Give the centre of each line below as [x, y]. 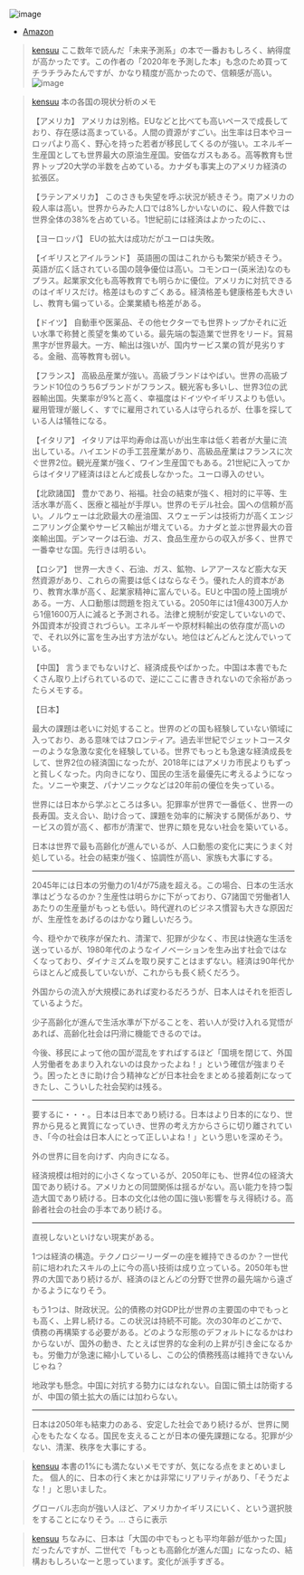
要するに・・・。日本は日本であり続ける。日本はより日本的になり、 [158, 1114]
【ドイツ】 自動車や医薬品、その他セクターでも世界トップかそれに [155, 322]
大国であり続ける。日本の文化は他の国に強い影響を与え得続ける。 [162, 1198]
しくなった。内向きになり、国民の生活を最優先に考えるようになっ [170, 773]
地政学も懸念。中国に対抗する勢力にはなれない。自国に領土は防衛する [162, 1385]
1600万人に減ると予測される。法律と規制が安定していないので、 [171, 614]
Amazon [38, 31]
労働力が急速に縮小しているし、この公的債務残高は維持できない [166, 1355]
